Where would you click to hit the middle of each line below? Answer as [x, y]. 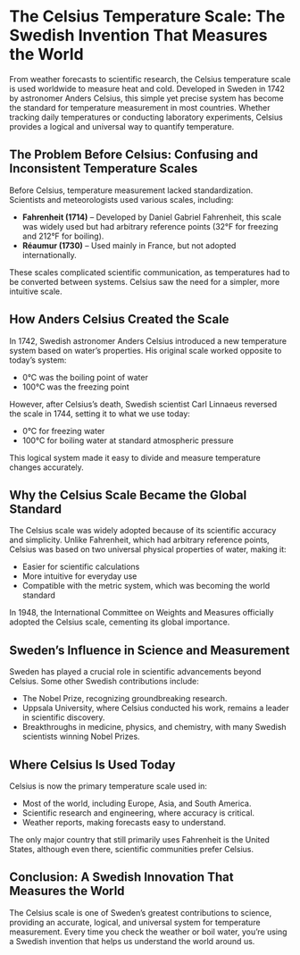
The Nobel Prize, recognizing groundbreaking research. [125, 699]
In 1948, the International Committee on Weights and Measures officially [142, 613]
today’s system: [38, 360]
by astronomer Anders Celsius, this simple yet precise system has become [146, 98]
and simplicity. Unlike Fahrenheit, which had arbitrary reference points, [139, 540]
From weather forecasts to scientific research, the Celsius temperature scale [150, 79]
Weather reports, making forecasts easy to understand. [124, 822]
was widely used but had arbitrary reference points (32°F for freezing [150, 226]
